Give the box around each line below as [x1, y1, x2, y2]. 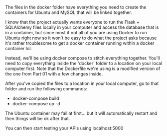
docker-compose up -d [12, 101, 61, 106]
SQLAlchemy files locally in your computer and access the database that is [5, 24, 159, 30]
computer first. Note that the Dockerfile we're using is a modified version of [5, 66, 161, 71]
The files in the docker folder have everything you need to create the [5, 4, 147, 10]
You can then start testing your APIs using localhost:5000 [5, 125, 124, 131]
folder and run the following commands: [5, 86, 87, 91]
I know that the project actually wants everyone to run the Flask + [5, 19, 140, 25]
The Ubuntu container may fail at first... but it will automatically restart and [5, 110, 158, 116]
